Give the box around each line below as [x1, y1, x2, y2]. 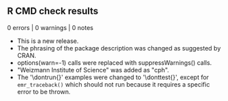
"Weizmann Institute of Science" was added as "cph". [16, 66, 170, 74]
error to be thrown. [16, 87, 71, 96]
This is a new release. [16, 37, 79, 45]
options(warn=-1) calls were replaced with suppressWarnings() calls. [16, 58, 212, 67]
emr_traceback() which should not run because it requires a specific [16, 80, 210, 88]
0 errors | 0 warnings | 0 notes [7, 23, 94, 31]
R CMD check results [7, 5, 99, 17]
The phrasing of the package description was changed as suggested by [16, 44, 221, 52]
